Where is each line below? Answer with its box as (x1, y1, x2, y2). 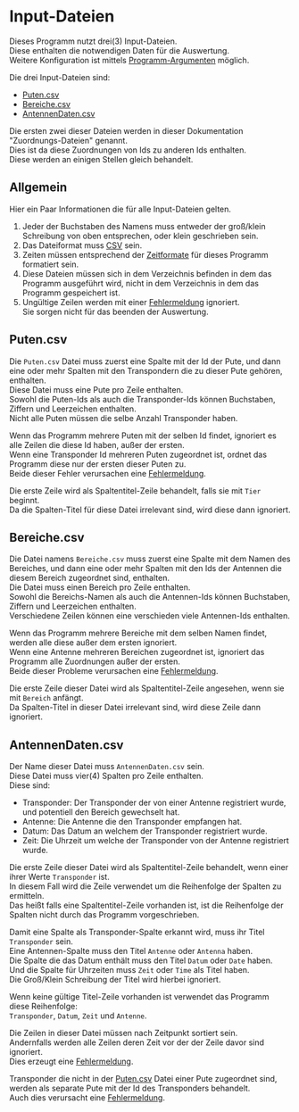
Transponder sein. (9, 936, 73, 947)
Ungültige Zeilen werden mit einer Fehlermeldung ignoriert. (21, 296, 240, 307)
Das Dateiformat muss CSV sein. (21, 239, 143, 251)
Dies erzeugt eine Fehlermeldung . (9, 1056, 134, 1067)
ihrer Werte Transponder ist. (9, 872, 110, 883)
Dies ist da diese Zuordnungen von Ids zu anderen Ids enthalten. (9, 145, 247, 155)
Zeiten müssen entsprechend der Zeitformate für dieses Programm (21, 249, 270, 260)
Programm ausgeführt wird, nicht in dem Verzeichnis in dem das (21, 278, 259, 288)
